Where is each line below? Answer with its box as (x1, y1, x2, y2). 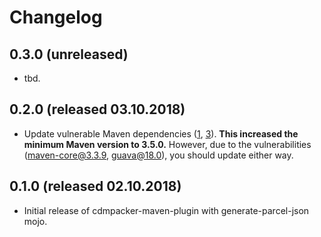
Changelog (9, 6, 103, 29)
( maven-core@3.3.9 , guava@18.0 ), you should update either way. (23, 149, 294, 161)
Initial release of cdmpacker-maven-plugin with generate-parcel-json (23, 204, 310, 216)
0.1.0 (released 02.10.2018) (9, 178, 182, 195)
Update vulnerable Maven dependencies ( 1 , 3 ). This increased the (23, 127, 299, 140)
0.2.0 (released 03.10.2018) (9, 101, 186, 118)
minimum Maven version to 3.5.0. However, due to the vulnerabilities (23, 138, 312, 150)
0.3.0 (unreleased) (9, 46, 129, 63)
